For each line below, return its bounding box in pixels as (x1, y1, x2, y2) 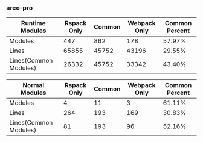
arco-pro (6, 4, 33, 12)
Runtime (21, 19, 46, 28)
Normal (22, 81, 45, 90)
